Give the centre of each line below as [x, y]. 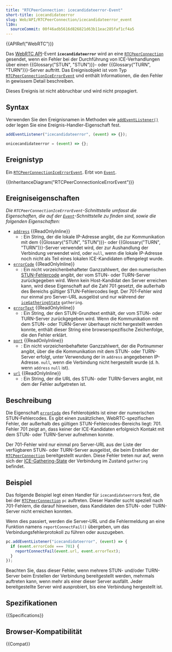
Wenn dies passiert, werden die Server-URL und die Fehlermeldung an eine [85, 521]
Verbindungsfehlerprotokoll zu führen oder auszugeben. [65, 532]
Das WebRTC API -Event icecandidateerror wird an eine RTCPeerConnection [85, 54]
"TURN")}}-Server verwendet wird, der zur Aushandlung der [85, 248]
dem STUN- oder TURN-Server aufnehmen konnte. [60, 435]
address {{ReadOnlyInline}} [42, 231]
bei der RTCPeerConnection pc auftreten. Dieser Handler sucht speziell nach [84, 500]
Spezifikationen [32, 603]
